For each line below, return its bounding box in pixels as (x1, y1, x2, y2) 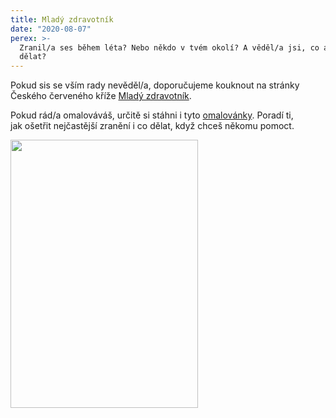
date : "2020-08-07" (10, 24, 92, 34)
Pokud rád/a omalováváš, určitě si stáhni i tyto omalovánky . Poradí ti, (10, 109, 294, 121)
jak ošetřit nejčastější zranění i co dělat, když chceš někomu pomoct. (10, 120, 295, 132)
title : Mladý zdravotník (10, 14, 114, 25)
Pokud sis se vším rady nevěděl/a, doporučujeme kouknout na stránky (10, 79, 300, 91)
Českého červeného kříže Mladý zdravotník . (10, 90, 192, 102)
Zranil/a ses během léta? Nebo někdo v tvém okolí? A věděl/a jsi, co (19, 42, 320, 53)
